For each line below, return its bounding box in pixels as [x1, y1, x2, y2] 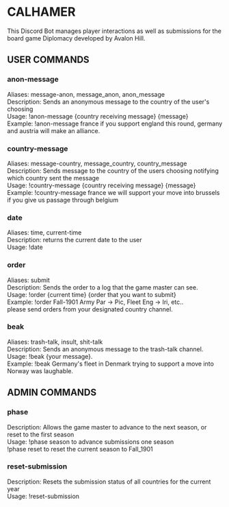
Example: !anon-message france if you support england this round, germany [7, 119, 223, 128]
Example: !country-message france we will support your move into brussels [7, 188, 220, 196]
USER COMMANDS [7, 54, 90, 66]
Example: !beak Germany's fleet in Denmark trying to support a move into [7, 359, 214, 368]
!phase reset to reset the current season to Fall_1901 [7, 445, 153, 453]
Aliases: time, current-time [7, 228, 82, 237]
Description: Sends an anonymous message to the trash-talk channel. [7, 344, 204, 353]
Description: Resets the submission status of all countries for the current [7, 477, 211, 486]
